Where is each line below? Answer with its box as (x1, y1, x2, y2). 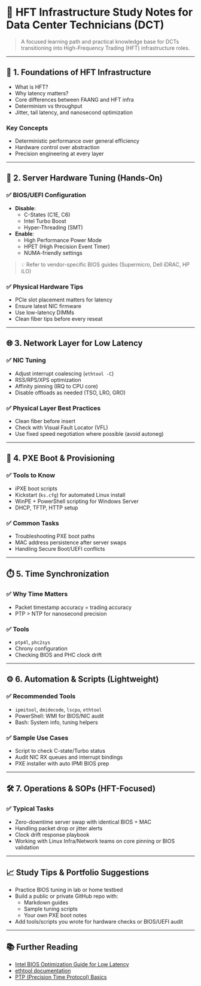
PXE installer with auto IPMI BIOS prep (14, 759, 109, 767)
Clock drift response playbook (14, 831, 90, 838)
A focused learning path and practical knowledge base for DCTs (20, 38, 179, 45)
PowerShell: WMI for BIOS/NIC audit (14, 712, 104, 719)
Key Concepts (6, 123, 48, 132)
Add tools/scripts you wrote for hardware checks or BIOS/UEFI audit (14, 918, 184, 925)
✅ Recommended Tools (6, 692, 76, 701)
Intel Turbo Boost (23, 217, 67, 224)
